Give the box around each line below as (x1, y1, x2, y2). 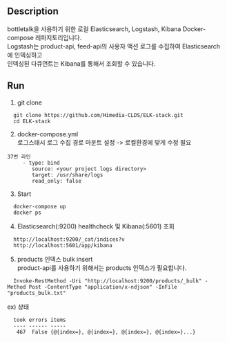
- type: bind (22, 159, 60, 166)
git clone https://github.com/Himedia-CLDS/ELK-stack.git (13, 111, 184, 118)
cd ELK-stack (13, 118, 51, 125)
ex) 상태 (7, 303, 30, 311)
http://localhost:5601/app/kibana (13, 242, 112, 249)
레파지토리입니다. (35, 33, 82, 42)
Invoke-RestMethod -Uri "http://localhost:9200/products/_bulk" (13, 277, 202, 285)
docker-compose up (13, 203, 67, 210)
